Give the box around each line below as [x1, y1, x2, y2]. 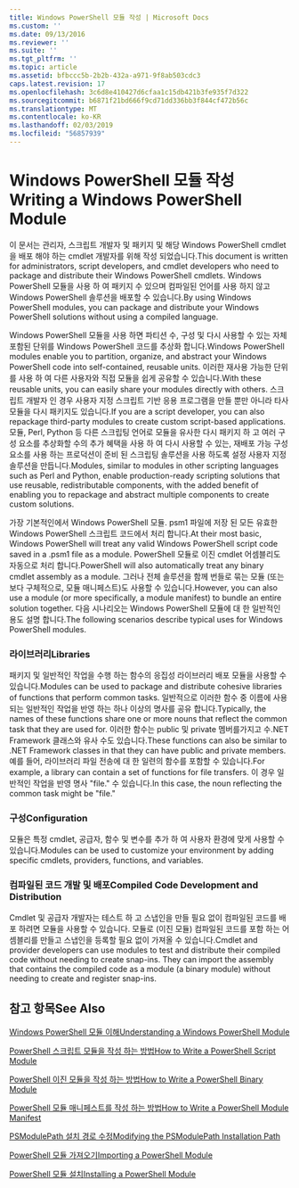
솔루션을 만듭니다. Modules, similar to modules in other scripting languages [9, 460, 279, 471]
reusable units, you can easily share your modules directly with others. [9, 384, 269, 394]
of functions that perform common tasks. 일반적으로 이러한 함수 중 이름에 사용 [9, 692, 287, 703]
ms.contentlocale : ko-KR [9, 112, 101, 121]
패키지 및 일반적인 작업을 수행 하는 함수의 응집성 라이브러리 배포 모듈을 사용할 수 [9, 670, 287, 681]
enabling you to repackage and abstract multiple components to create [9, 489, 270, 499]
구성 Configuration [9, 813, 88, 825]
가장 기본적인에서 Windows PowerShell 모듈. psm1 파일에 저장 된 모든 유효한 [9, 516, 279, 527]
